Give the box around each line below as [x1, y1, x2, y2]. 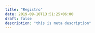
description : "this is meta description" [5, 20, 92, 26]
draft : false [5, 16, 32, 21]
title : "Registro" [5, 7, 43, 12]
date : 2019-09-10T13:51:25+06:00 [5, 12, 74, 16]
